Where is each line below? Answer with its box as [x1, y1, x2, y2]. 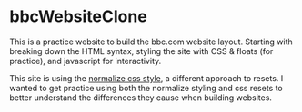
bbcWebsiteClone [9, 6, 147, 27]
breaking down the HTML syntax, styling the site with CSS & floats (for [9, 45, 274, 56]
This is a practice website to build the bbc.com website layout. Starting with [9, 36, 293, 47]
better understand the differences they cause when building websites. [9, 92, 273, 103]
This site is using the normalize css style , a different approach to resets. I [9, 72, 284, 83]
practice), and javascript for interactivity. [9, 55, 162, 66]
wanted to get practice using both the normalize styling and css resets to [9, 82, 284, 93]
